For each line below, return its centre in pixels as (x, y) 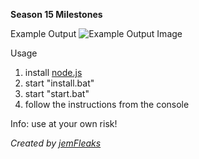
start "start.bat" (57, 93)
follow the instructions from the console (107, 104)
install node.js (53, 72)
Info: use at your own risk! (64, 123)
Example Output (43, 33)
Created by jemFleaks (56, 143)
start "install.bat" (59, 83)
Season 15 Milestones (56, 14)
